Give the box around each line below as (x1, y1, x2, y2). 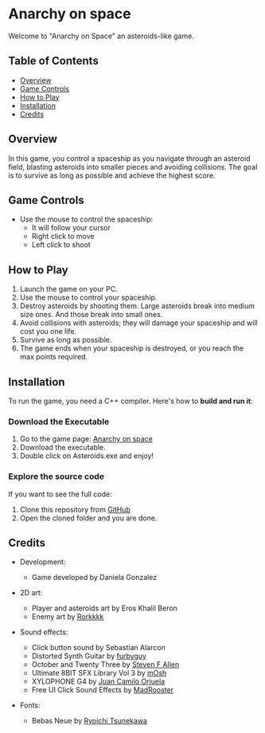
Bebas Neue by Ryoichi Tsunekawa (31, 716, 147, 726)
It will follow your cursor (31, 223, 111, 233)
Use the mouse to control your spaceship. (19, 292, 158, 303)
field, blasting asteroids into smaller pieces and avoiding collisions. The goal (8, 162, 258, 171)
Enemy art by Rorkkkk (31, 612, 104, 621)
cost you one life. (19, 327, 77, 336)
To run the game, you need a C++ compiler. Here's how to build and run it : (8, 396, 253, 406)
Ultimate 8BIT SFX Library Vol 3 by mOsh (31, 668, 167, 678)
